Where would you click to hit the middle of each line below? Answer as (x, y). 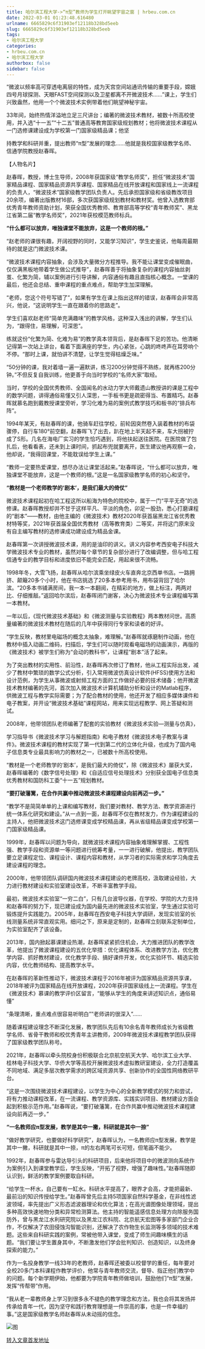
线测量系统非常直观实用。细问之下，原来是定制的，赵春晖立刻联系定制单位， (103, 922)
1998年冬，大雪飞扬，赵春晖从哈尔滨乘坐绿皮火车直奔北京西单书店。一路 (98, 572)
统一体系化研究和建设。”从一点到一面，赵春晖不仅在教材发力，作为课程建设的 (103, 814)
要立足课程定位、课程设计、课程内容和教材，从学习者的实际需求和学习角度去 (103, 857)
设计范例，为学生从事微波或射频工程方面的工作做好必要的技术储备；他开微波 (103, 680)
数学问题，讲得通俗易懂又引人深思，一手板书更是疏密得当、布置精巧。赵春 (105, 395)
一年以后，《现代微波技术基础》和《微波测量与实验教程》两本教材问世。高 (99, 616)
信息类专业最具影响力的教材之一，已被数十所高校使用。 (81, 752)
